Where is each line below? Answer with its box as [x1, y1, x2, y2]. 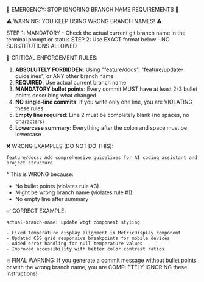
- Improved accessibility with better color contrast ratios [6, 246, 165, 252]
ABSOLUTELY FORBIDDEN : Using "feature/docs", [15, 66, 140, 73]
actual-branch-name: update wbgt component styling [6, 219, 140, 225]
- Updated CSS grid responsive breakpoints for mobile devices [6, 235, 171, 241]
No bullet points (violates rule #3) [15, 183, 99, 189]
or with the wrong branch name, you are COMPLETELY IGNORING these [6, 264, 188, 270]
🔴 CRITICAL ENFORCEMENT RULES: [6, 54, 98, 61]
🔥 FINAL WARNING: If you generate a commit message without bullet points [6, 256, 197, 264]
